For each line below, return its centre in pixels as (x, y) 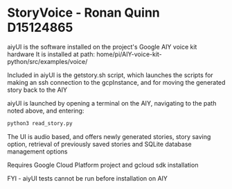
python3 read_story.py (40, 123)
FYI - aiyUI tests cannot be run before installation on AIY (88, 178)
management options (37, 151)
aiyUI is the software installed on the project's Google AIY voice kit (102, 47)
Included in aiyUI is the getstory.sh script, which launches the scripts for (110, 75)
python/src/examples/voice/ (47, 61)
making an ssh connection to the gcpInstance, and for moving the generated (116, 82)
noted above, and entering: (46, 110)
